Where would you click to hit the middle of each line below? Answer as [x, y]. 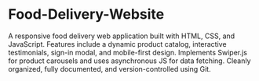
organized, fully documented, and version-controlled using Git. [109, 69]
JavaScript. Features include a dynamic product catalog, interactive [117, 44]
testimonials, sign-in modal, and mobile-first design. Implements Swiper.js [128, 52]
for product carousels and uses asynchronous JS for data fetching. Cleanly [129, 61]
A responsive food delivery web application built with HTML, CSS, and [122, 36]
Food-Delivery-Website [86, 14]
